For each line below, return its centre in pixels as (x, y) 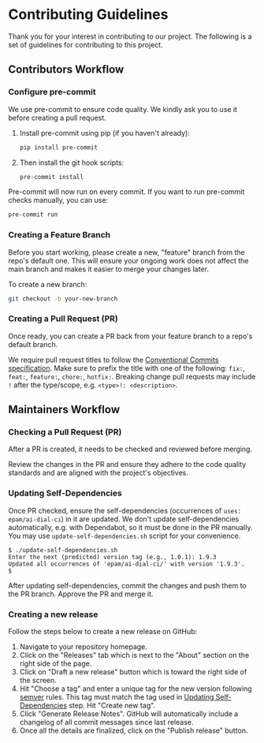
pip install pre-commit (59, 147)
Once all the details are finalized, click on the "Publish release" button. (134, 730)
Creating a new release (53, 614)
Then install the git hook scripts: (72, 162)
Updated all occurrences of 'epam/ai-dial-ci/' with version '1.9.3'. (126, 564)
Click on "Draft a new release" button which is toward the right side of (133, 672)
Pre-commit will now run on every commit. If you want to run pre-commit (126, 192)
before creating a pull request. (57, 118)
